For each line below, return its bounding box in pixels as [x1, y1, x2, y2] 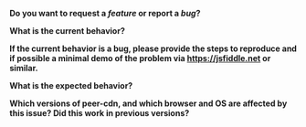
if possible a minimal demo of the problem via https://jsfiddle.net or [9, 53, 271, 63]
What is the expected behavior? [9, 80, 133, 90]
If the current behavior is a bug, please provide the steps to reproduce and [9, 43, 297, 54]
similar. [9, 63, 38, 73]
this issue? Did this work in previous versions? [9, 108, 190, 118]
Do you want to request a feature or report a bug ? [9, 8, 201, 18]
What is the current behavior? [9, 26, 125, 36]
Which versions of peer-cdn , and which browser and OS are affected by [9, 98, 288, 109]
